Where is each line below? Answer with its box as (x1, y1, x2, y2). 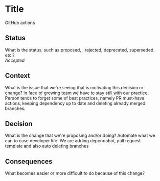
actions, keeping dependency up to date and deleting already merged (5, 100, 146, 106)
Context (5, 72, 30, 80)
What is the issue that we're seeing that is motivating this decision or (5, 84, 144, 90)
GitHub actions (5, 20, 35, 26)
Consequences (5, 157, 53, 165)
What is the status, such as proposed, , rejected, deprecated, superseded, (5, 47, 155, 52)
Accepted (5, 57, 25, 63)
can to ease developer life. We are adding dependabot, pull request (5, 138, 141, 144)
